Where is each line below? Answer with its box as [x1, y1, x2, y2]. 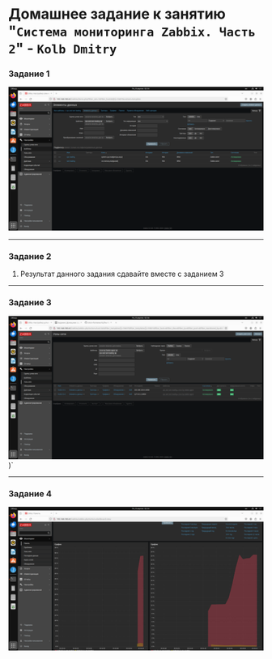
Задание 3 [8, 297, 52, 308]
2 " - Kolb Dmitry [8, 40, 117, 57]
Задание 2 [8, 250, 52, 261]
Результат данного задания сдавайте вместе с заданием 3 [19, 269, 224, 279]
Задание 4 [8, 488, 53, 499]
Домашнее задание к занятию [8, 5, 227, 23]
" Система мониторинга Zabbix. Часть [8, 22, 257, 40]
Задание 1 [8, 68, 50, 79]
